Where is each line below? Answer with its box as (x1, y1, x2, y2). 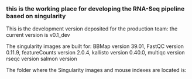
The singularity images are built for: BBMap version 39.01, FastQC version (6, 43, 184, 50)
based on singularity (6, 12, 66, 20)
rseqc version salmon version (6, 55, 77, 63)
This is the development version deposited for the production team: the (6, 25, 178, 32)
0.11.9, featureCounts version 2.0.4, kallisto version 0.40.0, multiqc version (6, 49, 186, 56)
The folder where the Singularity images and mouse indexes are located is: (6, 67, 187, 74)
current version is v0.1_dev (6, 32, 70, 39)
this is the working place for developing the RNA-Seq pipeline (6, 5, 185, 13)
